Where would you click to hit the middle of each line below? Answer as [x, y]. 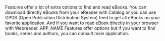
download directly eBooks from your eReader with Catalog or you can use [81, 12]
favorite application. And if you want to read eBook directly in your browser [82, 23]
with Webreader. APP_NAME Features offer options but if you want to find [81, 28]
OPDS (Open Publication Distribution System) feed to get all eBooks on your [82, 18]
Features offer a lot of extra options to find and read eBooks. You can [76, 7]
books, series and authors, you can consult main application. [67, 33]
